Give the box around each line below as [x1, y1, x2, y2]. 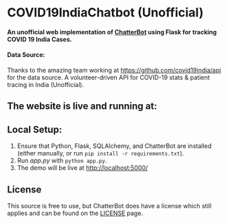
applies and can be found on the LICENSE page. [7, 209, 144, 217]
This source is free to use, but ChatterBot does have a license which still [7, 202, 212, 210]
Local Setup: [7, 123, 62, 135]
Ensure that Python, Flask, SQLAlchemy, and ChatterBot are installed [16, 142, 212, 150]
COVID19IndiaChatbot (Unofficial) [7, 5, 204, 21]
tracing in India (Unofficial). [7, 80, 84, 88]
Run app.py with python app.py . [16, 156, 107, 165]
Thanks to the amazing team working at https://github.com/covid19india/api [7, 66, 221, 74]
